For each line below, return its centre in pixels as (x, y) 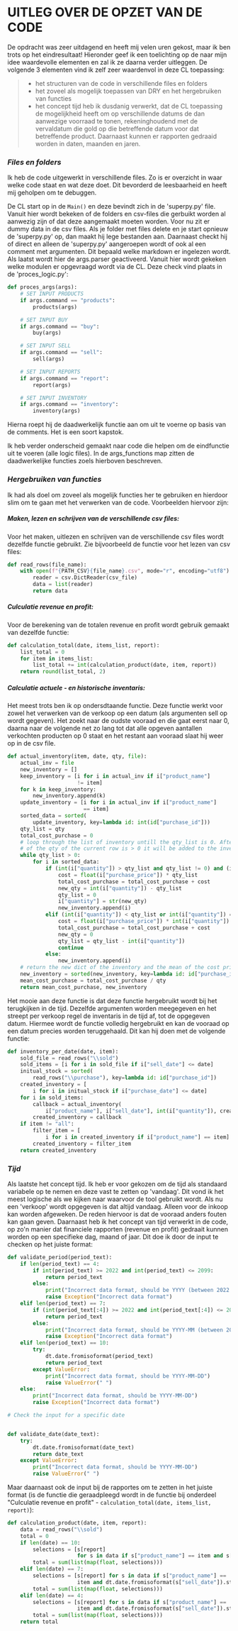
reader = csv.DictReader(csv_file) (85, 578)
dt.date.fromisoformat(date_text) (84, 1447)
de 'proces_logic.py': (38, 275)
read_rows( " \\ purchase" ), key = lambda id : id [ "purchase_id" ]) (125, 1078)
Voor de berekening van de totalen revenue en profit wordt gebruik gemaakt (118, 624)
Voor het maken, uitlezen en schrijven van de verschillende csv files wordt (116, 536)
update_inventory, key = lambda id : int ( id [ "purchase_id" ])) (122, 822)
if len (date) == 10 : (50, 1543)
